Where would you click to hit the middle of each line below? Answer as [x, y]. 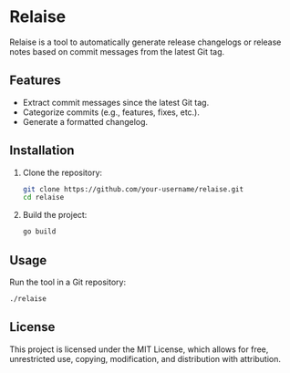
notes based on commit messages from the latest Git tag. [117, 51]
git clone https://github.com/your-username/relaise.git [133, 189]
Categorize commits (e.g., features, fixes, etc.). [111, 112]
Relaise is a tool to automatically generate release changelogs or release [145, 42]
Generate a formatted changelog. [85, 121]
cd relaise [43, 198]
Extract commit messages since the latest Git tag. [116, 102]
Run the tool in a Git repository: [67, 282]
